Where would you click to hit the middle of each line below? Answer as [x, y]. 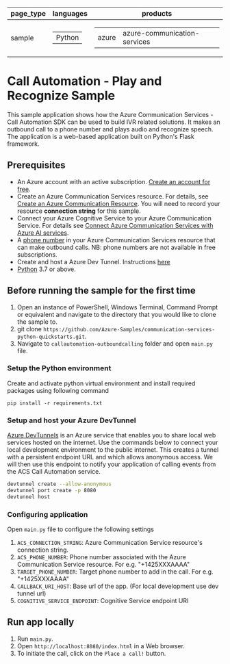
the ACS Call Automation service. [54, 472]
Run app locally [41, 622]
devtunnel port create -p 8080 [52, 491]
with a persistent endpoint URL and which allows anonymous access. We [110, 457]
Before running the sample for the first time [102, 291]
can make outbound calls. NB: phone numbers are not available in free [116, 247]
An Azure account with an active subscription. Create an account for [114, 181]
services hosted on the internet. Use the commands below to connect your [113, 443]
